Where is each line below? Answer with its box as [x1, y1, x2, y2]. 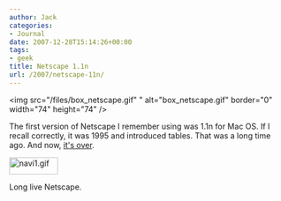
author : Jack [9, 12, 57, 22]
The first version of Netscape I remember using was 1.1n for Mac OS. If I [9, 121, 270, 131]
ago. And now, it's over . [9, 139, 95, 150]
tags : [9, 46, 29, 55]
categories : [9, 21, 53, 30]
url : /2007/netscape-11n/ [9, 71, 104, 79]
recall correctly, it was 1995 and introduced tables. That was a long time [9, 130, 271, 141]
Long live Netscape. [9, 182, 82, 192]
